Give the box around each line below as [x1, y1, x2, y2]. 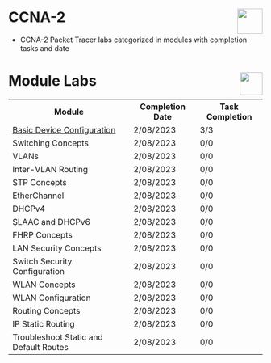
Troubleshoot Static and [12, 331, 103, 343]
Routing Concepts [12, 305, 81, 316]
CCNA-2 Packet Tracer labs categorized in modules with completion [19, 35, 248, 44]
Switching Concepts [12, 137, 89, 149]
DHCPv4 [12, 203, 46, 214]
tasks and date [19, 43, 70, 53]
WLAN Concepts [12, 279, 76, 290]
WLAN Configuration [12, 292, 91, 303]
